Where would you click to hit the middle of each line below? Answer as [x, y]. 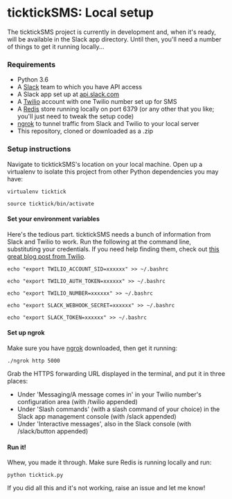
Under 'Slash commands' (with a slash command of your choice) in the [118, 409]
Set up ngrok [26, 333]
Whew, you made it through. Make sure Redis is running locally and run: [109, 462]
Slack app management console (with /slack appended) [97, 416]
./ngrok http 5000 [34, 361]
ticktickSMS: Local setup [80, 13]
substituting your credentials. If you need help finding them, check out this [113, 249]
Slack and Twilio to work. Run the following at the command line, [99, 242]
